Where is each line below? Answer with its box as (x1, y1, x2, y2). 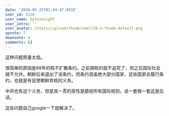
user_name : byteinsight (5, 16, 55, 21)
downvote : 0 (5, 35, 30, 40)
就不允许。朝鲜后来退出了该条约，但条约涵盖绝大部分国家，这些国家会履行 (5, 71, 159, 77)
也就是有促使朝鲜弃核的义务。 (14, 77, 76, 83)
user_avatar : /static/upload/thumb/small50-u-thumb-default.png (5, 26, 143, 31)
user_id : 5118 (5, 12, 35, 17)
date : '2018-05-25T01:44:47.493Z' (5, 7, 78, 12)
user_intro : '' (5, 21, 37, 26)
